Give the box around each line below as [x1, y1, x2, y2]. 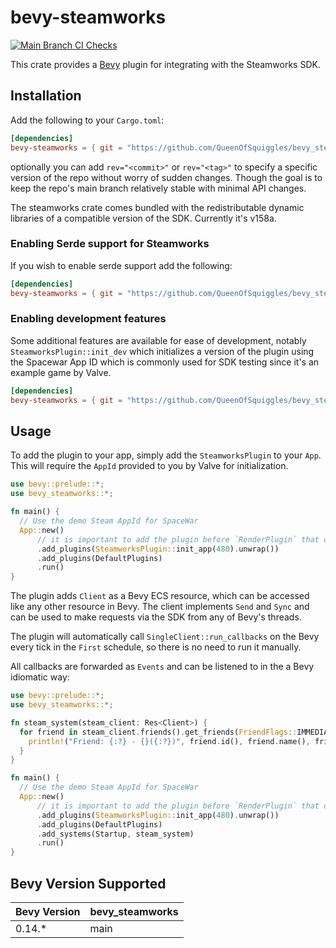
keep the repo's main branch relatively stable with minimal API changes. [10, 182, 307, 194]
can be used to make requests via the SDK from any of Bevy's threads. [10, 611, 302, 623]
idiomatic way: [10, 671, 70, 683]
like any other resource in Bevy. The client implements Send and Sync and [10, 601, 310, 613]
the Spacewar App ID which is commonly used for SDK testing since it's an [10, 356, 320, 368]
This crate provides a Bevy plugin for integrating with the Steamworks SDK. [10, 58, 321, 70]
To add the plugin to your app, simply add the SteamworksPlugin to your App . [10, 449, 322, 461]
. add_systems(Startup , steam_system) [36, 829, 195, 839]
